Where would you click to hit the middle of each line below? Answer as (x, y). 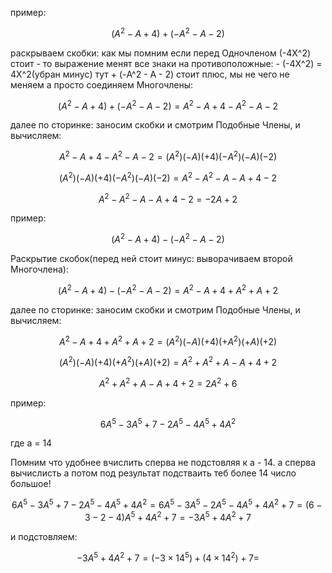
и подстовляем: (44, 536)
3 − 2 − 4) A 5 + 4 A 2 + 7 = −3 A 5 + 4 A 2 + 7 (168, 516)
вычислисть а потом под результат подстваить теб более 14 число (153, 473)
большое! (31, 484)
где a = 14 (31, 443)
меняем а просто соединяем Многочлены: (102, 84)
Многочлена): (39, 269)
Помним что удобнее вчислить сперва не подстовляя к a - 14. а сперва (163, 463)
